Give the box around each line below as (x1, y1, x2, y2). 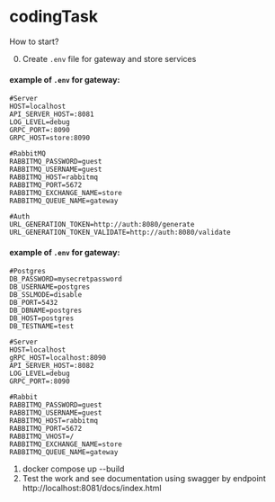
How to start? (9, 36, 59, 47)
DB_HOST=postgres (9, 314, 75, 323)
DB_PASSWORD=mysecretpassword (9, 274, 123, 284)
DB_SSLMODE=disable (9, 291, 83, 300)
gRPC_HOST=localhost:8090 (9, 354, 106, 363)
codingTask (9, 6, 99, 27)
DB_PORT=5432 (9, 299, 58, 308)
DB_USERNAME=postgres (9, 282, 91, 291)
